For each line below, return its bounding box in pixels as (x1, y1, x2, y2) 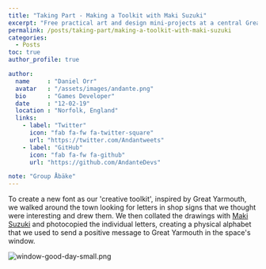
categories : (8, 33, 47, 42)
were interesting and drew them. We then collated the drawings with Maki (8, 211, 249, 221)
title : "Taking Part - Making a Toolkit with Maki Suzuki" (8, 11, 207, 20)
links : (15, 114, 37, 123)
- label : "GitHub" (22, 143, 83, 151)
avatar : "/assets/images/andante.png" (15, 85, 154, 93)
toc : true (8, 48, 41, 56)
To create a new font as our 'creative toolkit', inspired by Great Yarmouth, (8, 195, 247, 204)
